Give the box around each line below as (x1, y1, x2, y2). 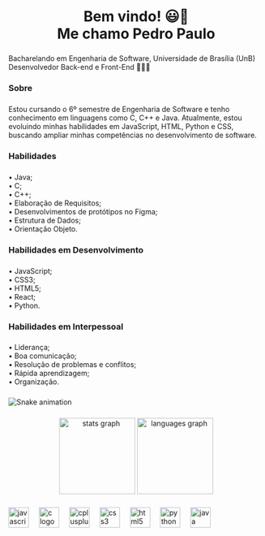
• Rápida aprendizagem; (8, 369, 90, 378)
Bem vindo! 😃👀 (83, 7, 189, 26)
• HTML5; (8, 283, 42, 293)
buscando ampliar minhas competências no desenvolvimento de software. (8, 130, 257, 140)
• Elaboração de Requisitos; (8, 198, 102, 208)
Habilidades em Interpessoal (8, 321, 124, 332)
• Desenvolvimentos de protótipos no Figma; (8, 206, 158, 216)
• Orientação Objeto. (8, 223, 79, 234)
